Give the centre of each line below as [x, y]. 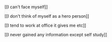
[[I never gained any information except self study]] [56, 35]
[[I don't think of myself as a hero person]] [47, 16]
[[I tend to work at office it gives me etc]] [45, 25]
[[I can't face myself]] [26, 7]
